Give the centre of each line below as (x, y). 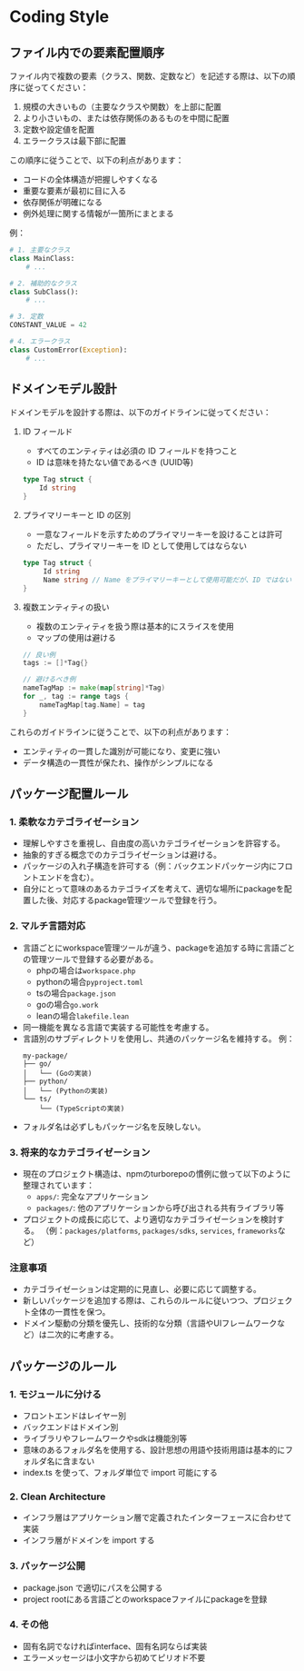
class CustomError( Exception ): (69, 350)
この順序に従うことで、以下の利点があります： (97, 160)
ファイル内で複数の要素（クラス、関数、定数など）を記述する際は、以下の (148, 76)
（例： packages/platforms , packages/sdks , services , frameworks (159, 1230)
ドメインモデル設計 (63, 389)
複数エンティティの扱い (66, 607)
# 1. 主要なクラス (40, 250)
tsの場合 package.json (76, 993)
